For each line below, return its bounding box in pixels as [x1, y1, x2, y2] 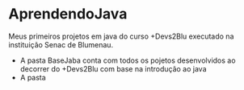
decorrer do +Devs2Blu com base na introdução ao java [19, 63, 208, 73]
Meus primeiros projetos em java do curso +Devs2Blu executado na [8, 31, 234, 41]
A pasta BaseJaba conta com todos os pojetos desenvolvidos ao [19, 55, 236, 65]
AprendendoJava [8, 5, 128, 23]
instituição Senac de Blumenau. [8, 39, 114, 49]
